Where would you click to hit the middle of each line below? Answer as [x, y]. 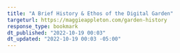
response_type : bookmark [43, 26]
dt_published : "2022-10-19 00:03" [57, 33]
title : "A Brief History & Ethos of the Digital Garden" [90, 13]
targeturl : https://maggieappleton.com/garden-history [87, 20]
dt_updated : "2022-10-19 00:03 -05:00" [64, 39]
